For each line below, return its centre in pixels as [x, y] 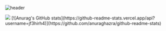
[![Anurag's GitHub [31, 18]
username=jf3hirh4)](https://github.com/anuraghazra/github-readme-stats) [83, 23]
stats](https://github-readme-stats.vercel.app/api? [103, 18]
